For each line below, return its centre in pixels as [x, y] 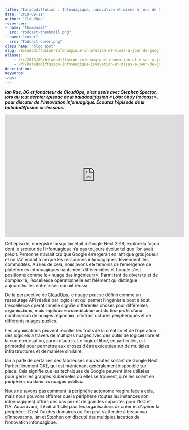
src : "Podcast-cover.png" [36, 42]
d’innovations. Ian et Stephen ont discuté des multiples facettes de [72, 417]
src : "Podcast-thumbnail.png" [40, 32]
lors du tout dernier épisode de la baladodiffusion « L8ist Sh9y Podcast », [82, 97]
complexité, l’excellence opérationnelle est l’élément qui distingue [71, 280]
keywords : [15, 73]
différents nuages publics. [31, 321]
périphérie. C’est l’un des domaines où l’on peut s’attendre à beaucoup [76, 411]
